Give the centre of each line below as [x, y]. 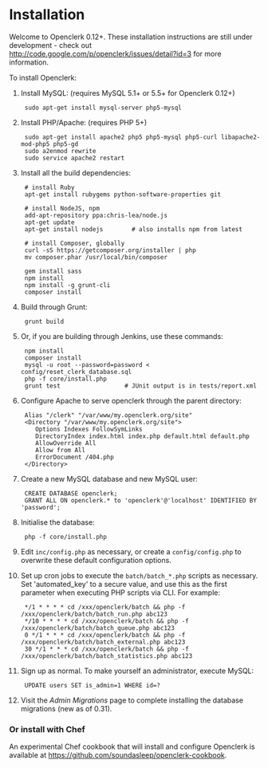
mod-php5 [35, 144]
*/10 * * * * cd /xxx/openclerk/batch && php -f [107, 621]
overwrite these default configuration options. [96, 560]
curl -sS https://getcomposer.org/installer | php [110, 250]
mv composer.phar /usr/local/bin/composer [96, 257]
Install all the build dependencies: [75, 172]
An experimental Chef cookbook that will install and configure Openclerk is [132, 746]
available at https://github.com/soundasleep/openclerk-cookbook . [118, 755]
